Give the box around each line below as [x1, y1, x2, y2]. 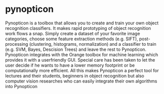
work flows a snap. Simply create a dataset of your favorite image [5, 30, 141, 36]
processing [5, 41, 28, 47]
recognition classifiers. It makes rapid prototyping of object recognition [5, 25, 151, 31]
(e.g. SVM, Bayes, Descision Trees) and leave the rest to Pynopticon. [5, 46, 147, 52]
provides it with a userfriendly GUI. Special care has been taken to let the [5, 57, 156, 63]
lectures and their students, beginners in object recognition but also [5, 73, 145, 79]
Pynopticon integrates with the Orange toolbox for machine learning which [5, 51, 159, 58]
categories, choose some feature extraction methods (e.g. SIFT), [5, 36, 139, 42]
